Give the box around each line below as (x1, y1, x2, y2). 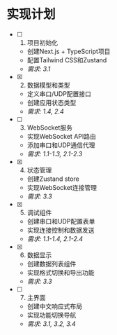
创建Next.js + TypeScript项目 (26, 47, 111, 55)
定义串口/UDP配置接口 (26, 89, 92, 98)
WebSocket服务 (26, 123, 72, 132)
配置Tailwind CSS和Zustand (26, 55, 107, 64)
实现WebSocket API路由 (26, 132, 97, 140)
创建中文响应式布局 (26, 302, 83, 310)
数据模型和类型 (26, 81, 70, 89)
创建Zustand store (26, 175, 79, 183)
